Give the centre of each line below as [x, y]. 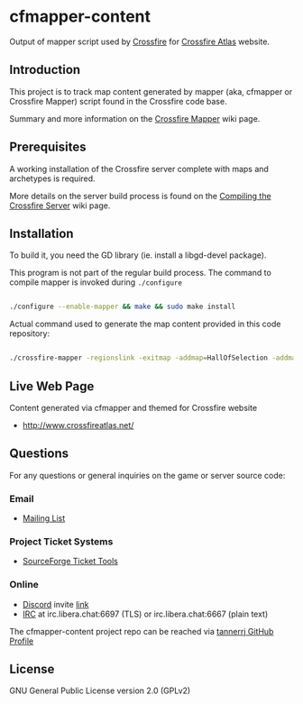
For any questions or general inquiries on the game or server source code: [147, 475]
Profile [22, 641]
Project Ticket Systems [61, 541]
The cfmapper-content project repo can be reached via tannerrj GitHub [142, 631]
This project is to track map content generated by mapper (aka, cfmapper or [151, 91]
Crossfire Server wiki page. [60, 206]
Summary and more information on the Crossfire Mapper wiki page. [135, 118]
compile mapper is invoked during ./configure [96, 282]
